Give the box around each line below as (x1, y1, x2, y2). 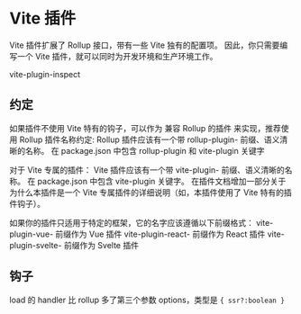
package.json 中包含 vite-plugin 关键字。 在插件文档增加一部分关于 (37, 175, 287, 186)
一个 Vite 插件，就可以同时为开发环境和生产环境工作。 (16, 50, 218, 61)
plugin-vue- (9, 229, 54, 239)
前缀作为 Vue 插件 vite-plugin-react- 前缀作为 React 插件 (55, 229, 266, 239)
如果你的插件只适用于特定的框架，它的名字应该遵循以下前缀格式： (9, 217, 254, 228)
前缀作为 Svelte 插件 (63, 239, 140, 250)
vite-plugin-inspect (9, 68, 81, 79)
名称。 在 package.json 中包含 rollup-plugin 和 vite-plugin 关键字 (24, 145, 265, 156)
